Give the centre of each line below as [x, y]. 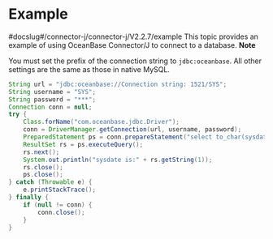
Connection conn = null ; [50, 107]
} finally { [28, 198]
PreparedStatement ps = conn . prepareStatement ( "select [118, 137]
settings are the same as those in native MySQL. [89, 69]
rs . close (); [43, 167]
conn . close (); [61, 212]
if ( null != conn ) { [58, 205]
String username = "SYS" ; [52, 92]
